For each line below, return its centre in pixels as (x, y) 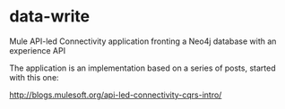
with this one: (35, 77)
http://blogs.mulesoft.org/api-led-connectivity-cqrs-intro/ (116, 95)
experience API (37, 50)
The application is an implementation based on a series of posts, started (142, 68)
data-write (50, 17)
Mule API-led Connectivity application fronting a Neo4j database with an (143, 41)
